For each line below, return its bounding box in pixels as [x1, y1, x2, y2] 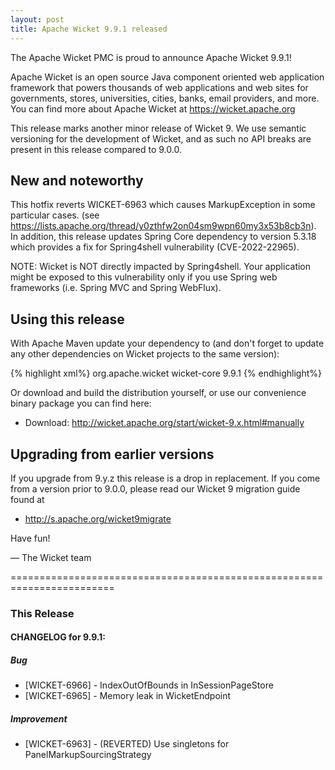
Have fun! [10, 532, 51, 544]
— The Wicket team [10, 551, 92, 563]
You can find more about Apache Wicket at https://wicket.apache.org [10, 102, 296, 115]
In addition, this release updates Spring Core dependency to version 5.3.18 [10, 231, 317, 243]
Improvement [10, 713, 68, 725]
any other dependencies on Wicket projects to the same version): [10, 348, 280, 360]
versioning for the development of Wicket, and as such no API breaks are [10, 132, 312, 145]
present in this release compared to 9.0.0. [10, 143, 182, 155]
